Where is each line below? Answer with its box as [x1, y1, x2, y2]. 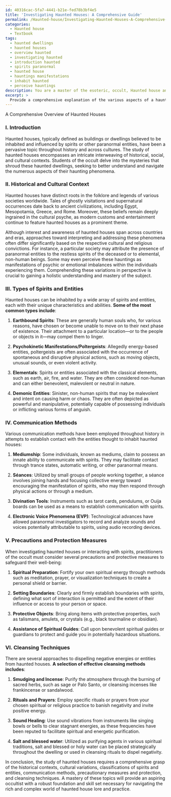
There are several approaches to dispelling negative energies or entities [5, 656, 156, 662]
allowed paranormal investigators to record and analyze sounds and [12, 519, 155, 525]
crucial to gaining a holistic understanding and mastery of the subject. [5, 272, 152, 278]
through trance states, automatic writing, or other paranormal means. [12, 462, 158, 468]
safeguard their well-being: [5, 559, 62, 565]
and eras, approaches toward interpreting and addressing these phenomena [5, 235, 165, 241]
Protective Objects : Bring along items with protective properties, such [12, 610, 160, 616]
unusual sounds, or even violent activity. [12, 360, 98, 366]
